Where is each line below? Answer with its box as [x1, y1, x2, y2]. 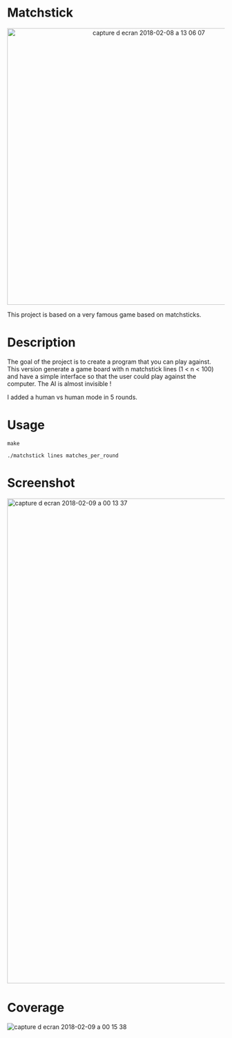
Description [7, 335, 76, 351]
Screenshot [7, 475, 75, 490]
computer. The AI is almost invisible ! [7, 379, 112, 388]
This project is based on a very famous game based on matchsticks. [7, 310, 202, 319]
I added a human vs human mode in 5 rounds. [7, 393, 138, 401]
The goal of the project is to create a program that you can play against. [7, 358, 212, 366]
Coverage [7, 999, 64, 1015]
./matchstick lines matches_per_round [7, 452, 119, 459]
